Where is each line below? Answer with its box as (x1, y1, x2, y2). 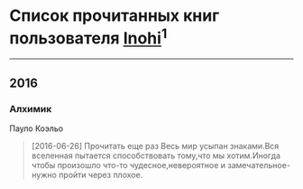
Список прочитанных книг (9, 5, 220, 26)
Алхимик (9, 102, 52, 115)
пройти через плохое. (58, 169, 143, 180)
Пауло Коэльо (9, 123, 64, 134)
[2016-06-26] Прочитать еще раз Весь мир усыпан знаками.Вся (31, 140, 280, 151)
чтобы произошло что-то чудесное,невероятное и (31, 159, 226, 170)
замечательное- (227, 159, 291, 170)
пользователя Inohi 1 (9, 24, 168, 49)
